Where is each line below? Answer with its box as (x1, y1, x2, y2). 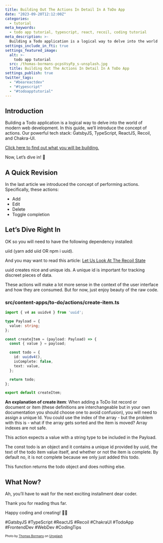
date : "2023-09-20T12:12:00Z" (5, 12, 67, 17)
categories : (5, 16, 29, 21)
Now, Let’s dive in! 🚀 (5, 154, 46, 160)
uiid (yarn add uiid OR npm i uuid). (5, 248, 74, 254)
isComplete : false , (14, 359, 54, 364)
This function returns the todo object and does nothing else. (5, 464, 126, 470)
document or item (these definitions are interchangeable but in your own (5, 404, 150, 410)
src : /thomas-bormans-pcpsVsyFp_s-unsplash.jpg (9, 61, 108, 66)
